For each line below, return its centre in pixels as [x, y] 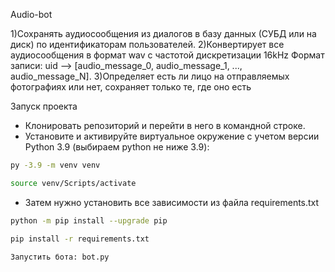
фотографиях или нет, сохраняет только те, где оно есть [131, 87]
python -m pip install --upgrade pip [89, 220]
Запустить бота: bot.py [60, 257]
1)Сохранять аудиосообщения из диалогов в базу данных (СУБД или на [163, 33]
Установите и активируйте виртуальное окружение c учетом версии [172, 136]
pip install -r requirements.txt [80, 239]
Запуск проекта [44, 106]
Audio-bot [31, 14]
